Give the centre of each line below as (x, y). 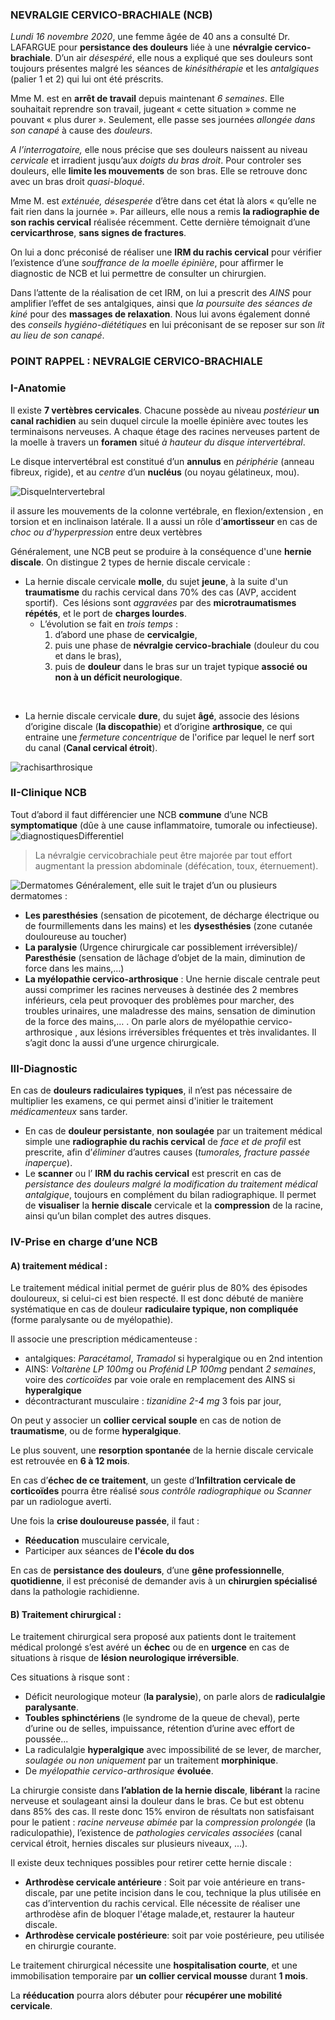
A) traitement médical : (59, 1265)
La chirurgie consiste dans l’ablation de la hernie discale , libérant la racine (165, 1790)
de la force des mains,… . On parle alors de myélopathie (140, 1021)
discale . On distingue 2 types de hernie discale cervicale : (130, 562)
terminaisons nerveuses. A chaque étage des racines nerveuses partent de (165, 431)
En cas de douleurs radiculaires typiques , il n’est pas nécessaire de (151, 1090)
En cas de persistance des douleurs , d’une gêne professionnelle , (147, 1570)
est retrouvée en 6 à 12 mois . (70, 1461)
